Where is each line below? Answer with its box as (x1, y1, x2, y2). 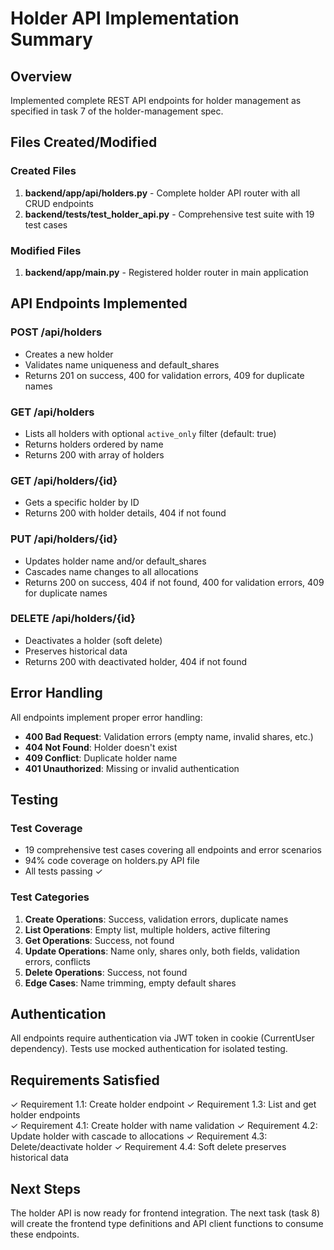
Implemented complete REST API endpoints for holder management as (10, 95, 302, 106)
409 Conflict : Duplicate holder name (24, 752, 178, 764)
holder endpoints (10, 1109, 81, 1121)
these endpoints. (10, 1228, 80, 1241)
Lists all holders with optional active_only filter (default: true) (24, 427, 277, 439)
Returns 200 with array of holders (24, 448, 165, 461)
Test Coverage (10, 821, 83, 835)
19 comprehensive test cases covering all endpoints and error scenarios (24, 844, 322, 856)
